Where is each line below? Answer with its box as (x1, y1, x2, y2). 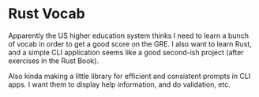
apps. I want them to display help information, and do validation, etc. (8, 80, 231, 89)
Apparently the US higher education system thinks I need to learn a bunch (8, 31, 249, 40)
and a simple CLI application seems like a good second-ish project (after (8, 47, 244, 57)
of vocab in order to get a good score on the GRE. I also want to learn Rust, (8, 39, 253, 48)
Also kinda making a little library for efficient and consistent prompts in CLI (8, 71, 251, 80)
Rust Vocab (8, 5, 85, 23)
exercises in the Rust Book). (8, 56, 99, 65)
